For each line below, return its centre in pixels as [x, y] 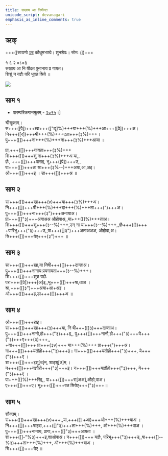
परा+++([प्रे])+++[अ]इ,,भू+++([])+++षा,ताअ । [48, 282]
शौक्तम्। [12, 414]
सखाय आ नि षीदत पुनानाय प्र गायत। [34, 68]
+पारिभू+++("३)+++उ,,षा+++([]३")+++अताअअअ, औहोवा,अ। [61, 230]
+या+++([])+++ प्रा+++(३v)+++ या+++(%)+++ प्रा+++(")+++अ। [68, 345]
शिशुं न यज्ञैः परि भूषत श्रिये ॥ [28, 74]
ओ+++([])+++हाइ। [24, 322]
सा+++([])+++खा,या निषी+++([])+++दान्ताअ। [47, 265]
